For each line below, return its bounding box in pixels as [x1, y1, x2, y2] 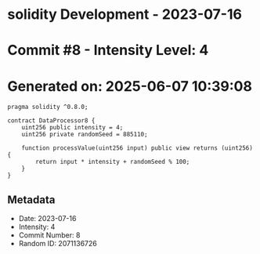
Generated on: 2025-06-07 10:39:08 [7, 77, 252, 95]
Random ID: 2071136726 [18, 239, 97, 249]
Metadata [7, 193, 56, 206]
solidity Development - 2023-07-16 [7, 5, 242, 24]
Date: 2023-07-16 [18, 214, 77, 223]
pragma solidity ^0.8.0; [7, 103, 88, 111]
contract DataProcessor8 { [7, 117, 96, 125]
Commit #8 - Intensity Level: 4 [7, 42, 209, 60]
